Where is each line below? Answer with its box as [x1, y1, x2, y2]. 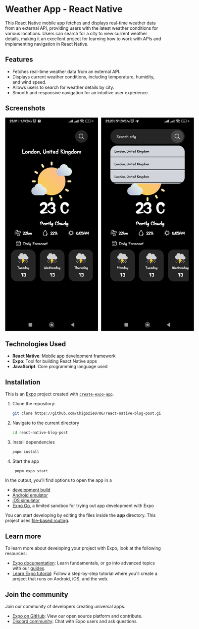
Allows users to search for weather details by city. [12, 84, 115, 90]
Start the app [12, 458, 40, 464]
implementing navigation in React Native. [5, 41, 89, 47]
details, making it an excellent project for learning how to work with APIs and [5, 36, 161, 42]
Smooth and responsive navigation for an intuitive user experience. [12, 89, 149, 95]
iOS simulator [12, 498, 40, 503]
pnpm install [12, 449, 40, 454]
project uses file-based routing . [5, 517, 70, 524]
